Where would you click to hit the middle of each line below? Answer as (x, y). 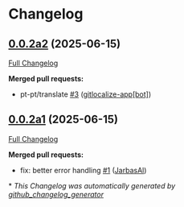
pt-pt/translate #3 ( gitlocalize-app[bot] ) (86, 94)
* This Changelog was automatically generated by (92, 185)
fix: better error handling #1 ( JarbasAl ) (83, 170)
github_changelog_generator (56, 194)
